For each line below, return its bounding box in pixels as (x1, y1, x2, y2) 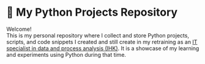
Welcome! (6, 25, 32, 33)
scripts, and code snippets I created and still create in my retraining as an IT (6, 38, 198, 45)
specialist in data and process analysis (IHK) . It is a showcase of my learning (6, 45, 199, 52)
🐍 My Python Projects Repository (6, 5, 178, 19)
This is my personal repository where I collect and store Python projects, (6, 31, 190, 39)
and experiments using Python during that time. (6, 51, 127, 58)
